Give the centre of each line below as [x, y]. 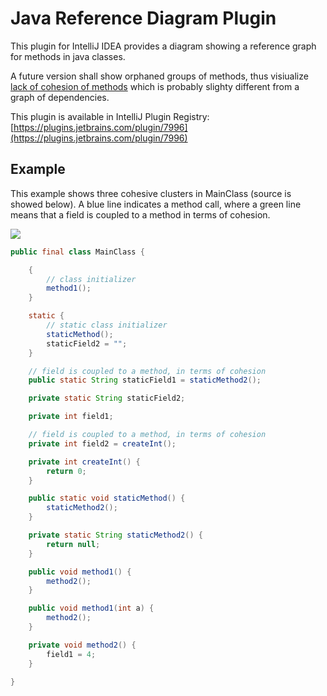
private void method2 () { [82, 645]
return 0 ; [66, 471]
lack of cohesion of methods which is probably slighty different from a [155, 86]
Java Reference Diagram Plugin [143, 18]
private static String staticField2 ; [107, 398]
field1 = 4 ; [71, 654]
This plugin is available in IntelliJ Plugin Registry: [110, 116]
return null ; [73, 544]
